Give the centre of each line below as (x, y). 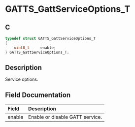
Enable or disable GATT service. (65, 117)
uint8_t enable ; (35, 48)
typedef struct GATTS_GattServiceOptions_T (51, 38)
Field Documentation (38, 95)
